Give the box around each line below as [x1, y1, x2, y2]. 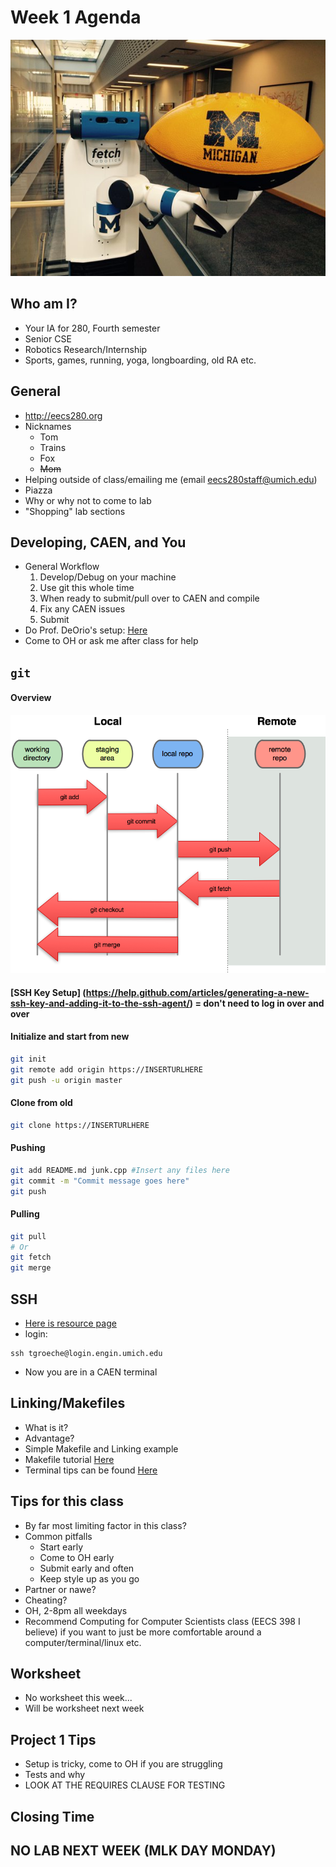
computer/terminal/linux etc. [24, 1636, 142, 1648]
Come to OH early [39, 1551, 115, 1563]
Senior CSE [24, 332, 72, 345]
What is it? [24, 1421, 69, 1433]
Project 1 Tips [10, 1731, 97, 1748]
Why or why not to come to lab [24, 494, 152, 506]
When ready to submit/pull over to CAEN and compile [39, 592, 260, 605]
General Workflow [24, 561, 100, 573]
